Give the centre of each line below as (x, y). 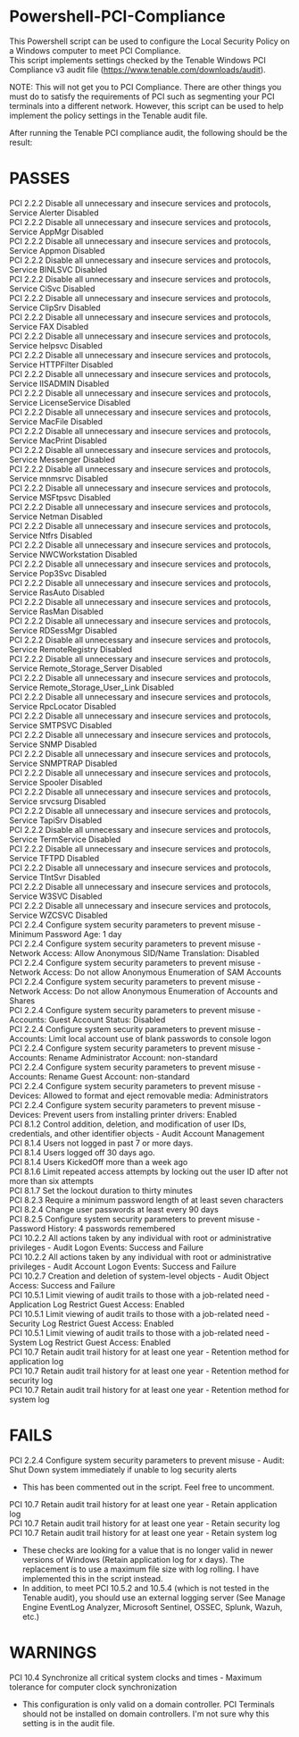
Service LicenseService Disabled (70, 402)
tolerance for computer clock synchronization (93, 1687)
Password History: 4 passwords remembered (92, 1228)
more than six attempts (51, 1180)
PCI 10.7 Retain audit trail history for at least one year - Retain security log (145, 1523)
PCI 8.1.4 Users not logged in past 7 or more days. (101, 1143)
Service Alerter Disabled (54, 213)
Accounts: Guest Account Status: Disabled (87, 1020)
